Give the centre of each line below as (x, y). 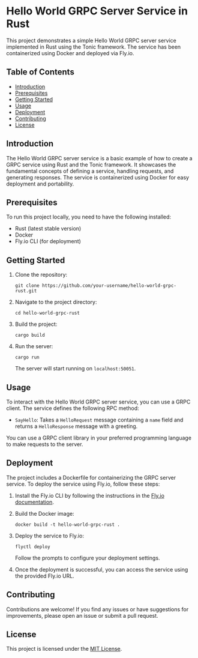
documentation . (34, 502)
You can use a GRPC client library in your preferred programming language (99, 438)
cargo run (27, 358)
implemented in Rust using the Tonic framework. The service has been (94, 47)
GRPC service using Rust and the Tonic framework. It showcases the (91, 164)
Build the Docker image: (45, 513)
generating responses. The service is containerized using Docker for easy (98, 177)
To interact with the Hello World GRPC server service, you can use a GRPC (98, 402)
